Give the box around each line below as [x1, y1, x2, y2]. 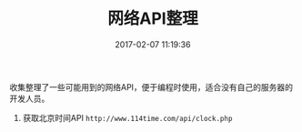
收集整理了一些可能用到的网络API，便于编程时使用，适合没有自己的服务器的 [9, 81, 294, 92]
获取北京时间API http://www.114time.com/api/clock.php [22, 112, 233, 123]
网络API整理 [107, 8, 198, 29]
